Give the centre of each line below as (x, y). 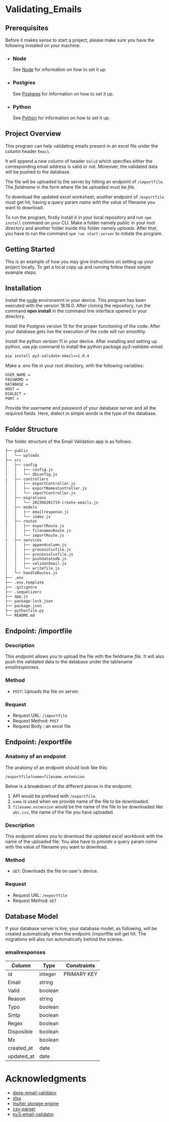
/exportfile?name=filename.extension (45, 777)
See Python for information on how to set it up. (61, 118)
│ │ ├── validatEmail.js (36, 564)
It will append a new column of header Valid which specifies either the (79, 161)
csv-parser (24, 1109)
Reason (17, 999)
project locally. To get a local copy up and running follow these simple (78, 267)
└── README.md (20, 615)
